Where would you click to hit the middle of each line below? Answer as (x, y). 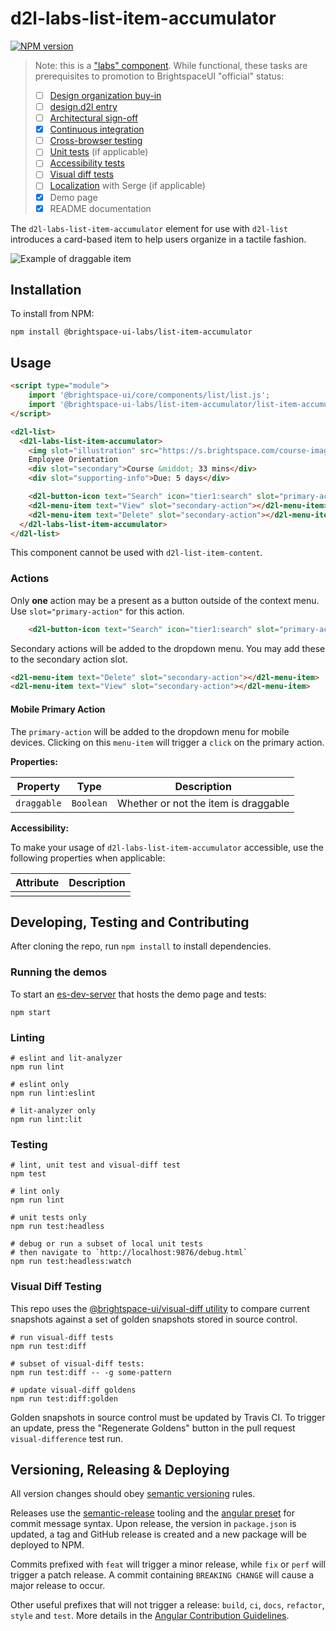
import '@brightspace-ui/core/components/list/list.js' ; (149, 395)
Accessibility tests (87, 163)
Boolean (89, 803)
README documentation (100, 208)
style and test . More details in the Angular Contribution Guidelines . (150, 1616)
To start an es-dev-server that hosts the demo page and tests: (138, 994)
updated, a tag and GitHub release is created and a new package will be (158, 1534)
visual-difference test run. (67, 1438)
